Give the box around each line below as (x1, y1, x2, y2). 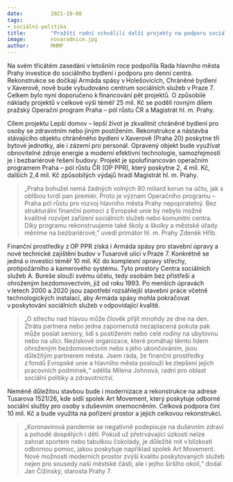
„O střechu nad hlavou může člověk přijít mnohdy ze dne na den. (24, 315, 209, 323)
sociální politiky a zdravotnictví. (24, 374, 114, 382)
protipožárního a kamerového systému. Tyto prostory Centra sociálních (7, 265, 211, 272)
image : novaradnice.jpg (7, 36, 98, 43)
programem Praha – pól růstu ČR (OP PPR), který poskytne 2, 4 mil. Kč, (7, 164, 210, 172)
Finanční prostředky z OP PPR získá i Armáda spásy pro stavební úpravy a (7, 242, 218, 250)
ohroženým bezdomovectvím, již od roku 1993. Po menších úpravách (7, 279, 205, 287)
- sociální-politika (7, 23, 67, 30)
